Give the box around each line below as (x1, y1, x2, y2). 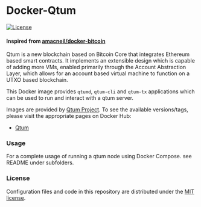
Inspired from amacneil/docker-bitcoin (6, 37, 106, 45)
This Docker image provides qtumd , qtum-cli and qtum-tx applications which (6, 88, 195, 95)
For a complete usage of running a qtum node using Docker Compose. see (6, 153, 192, 160)
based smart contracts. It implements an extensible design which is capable (6, 57, 195, 64)
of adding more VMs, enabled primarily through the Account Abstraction (6, 64, 187, 71)
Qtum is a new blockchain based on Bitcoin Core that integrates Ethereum (6, 51, 190, 58)
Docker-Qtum (6, 4, 77, 17)
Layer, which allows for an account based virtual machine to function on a (6, 70, 190, 77)
